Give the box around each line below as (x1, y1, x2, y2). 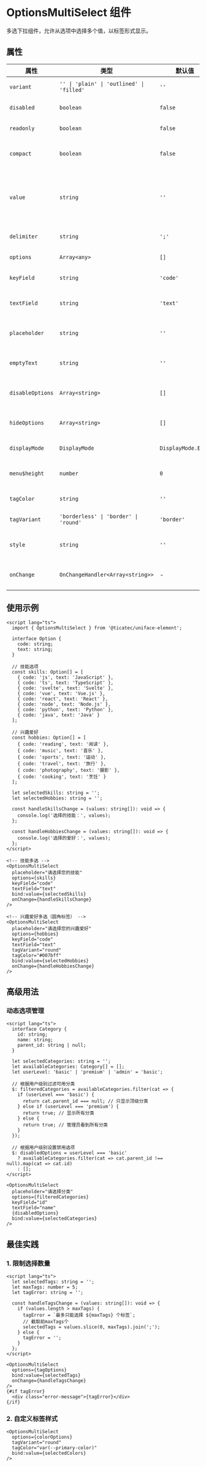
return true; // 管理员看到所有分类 (22, 1122, 109, 1128)
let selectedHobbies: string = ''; (12, 795, 103, 801)
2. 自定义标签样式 (6, 1414, 58, 1423)
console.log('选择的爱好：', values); (17, 835, 111, 841)
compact (9, 150, 32, 157)
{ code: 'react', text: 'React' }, (17, 696, 109, 702)
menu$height (9, 470, 45, 477)
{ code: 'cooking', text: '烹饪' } (17, 774, 107, 780)
